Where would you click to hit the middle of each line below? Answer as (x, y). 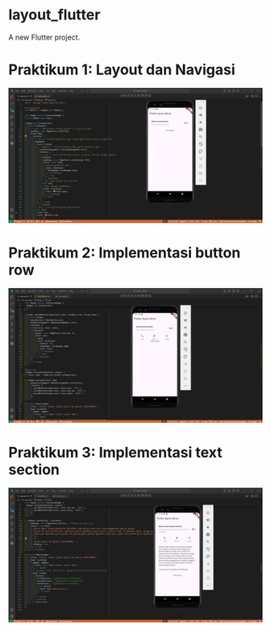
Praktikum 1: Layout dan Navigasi (122, 70)
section (34, 470)
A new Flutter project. (44, 37)
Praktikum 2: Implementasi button (125, 253)
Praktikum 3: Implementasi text (115, 453)
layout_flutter (54, 15)
